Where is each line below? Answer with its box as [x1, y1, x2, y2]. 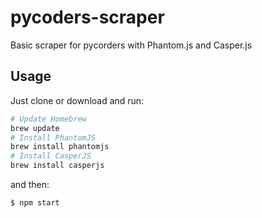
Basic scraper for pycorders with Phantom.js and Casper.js [10, 39, 253, 51]
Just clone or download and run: [10, 94, 145, 106]
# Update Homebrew [10, 114, 87, 124]
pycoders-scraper [10, 6, 165, 29]
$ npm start [10, 198, 60, 208]
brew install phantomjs [10, 142, 110, 152]
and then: [10, 179, 50, 190]
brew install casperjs [10, 161, 105, 171]
